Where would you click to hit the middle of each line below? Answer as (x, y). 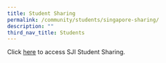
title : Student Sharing (41, 13)
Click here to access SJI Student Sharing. (66, 52)
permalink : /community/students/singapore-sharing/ (83, 20)
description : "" (30, 26)
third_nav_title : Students (46, 33)
